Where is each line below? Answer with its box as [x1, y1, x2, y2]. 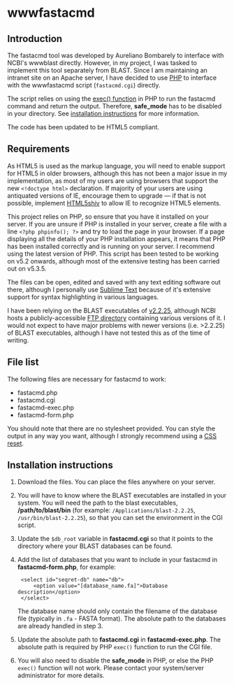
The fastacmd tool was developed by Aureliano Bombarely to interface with [7, 51, 224, 59]
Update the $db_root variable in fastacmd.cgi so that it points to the [17, 535, 213, 543]
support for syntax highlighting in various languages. [7, 292, 159, 301]
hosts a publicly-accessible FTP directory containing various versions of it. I [7, 313, 226, 322]
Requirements [7, 143, 70, 155]
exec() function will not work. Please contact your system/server [17, 664, 205, 672]
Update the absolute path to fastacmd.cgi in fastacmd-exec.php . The [17, 635, 221, 644]
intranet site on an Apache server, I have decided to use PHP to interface [7, 73, 217, 82]
